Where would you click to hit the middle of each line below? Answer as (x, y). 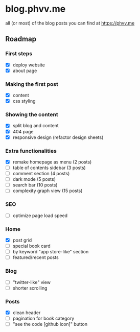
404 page (23, 131)
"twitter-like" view (32, 282)
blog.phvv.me (36, 9)
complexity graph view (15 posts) (48, 191)
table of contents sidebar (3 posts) (49, 168)
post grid (22, 240)
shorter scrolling (30, 288)
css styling (24, 101)
